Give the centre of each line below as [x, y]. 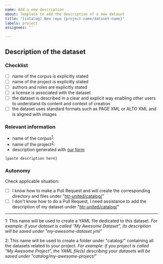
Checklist [16, 65]
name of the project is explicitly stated [50, 81]
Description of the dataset [45, 52]
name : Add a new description [34, 9]
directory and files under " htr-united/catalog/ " [58, 196]
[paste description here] [31, 158]
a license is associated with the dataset [51, 93]
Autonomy [18, 170]
